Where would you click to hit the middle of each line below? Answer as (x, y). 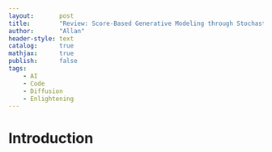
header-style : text (41, 38)
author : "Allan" (47, 31)
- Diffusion (43, 91)
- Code (34, 83)
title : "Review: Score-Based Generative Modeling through (121, 23)
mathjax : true (41, 53)
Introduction (51, 139)
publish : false (43, 61)
